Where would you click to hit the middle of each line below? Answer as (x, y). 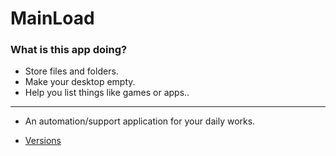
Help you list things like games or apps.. (107, 93)
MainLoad (52, 18)
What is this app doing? (69, 50)
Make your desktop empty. (80, 82)
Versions (43, 141)
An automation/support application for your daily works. (140, 121)
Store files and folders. (71, 71)
